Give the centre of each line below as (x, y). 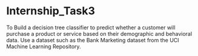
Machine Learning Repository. (44, 46)
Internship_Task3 (51, 11)
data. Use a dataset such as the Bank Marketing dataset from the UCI (93, 40)
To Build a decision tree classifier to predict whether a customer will (91, 27)
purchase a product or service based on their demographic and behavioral (99, 33)
